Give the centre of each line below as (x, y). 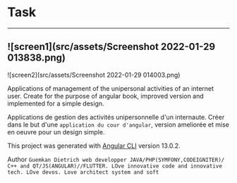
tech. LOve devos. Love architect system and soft (83, 172)
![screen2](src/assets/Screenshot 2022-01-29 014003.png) (94, 75)
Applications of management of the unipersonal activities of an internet (110, 88)
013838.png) (36, 58)
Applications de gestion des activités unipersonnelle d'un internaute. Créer (116, 117)
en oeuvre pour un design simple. (56, 132)
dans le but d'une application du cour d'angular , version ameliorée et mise (118, 125)
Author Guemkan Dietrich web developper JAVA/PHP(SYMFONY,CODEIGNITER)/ (116, 159)
